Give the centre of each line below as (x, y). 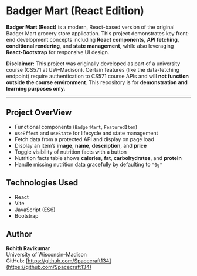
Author (19, 234)
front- (183, 33)
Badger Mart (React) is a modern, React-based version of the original (90, 27)
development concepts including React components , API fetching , (98, 39)
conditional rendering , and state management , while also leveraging (90, 46)
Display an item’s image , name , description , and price (81, 145)
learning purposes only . (36, 88)
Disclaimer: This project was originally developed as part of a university (93, 64)
